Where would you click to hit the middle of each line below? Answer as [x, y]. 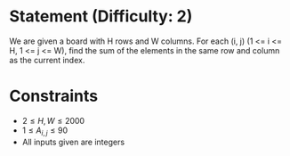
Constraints [54, 96]
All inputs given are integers [73, 142]
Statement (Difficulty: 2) [101, 16]
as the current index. [47, 60]
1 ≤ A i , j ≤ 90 [45, 131]
